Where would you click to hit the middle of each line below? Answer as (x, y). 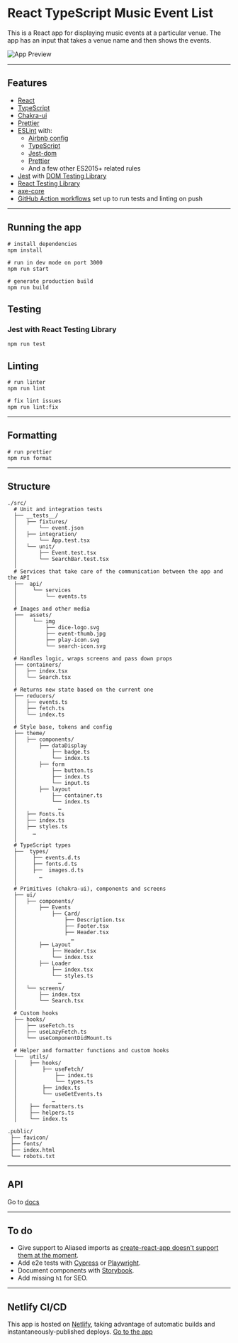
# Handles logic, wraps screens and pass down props (93, 658)
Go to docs (23, 1202)
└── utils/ (32, 1056)
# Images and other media (52, 609)
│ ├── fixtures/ (41, 521)
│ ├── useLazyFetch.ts (50, 1032)
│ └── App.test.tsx (52, 540)
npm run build (28, 287)
